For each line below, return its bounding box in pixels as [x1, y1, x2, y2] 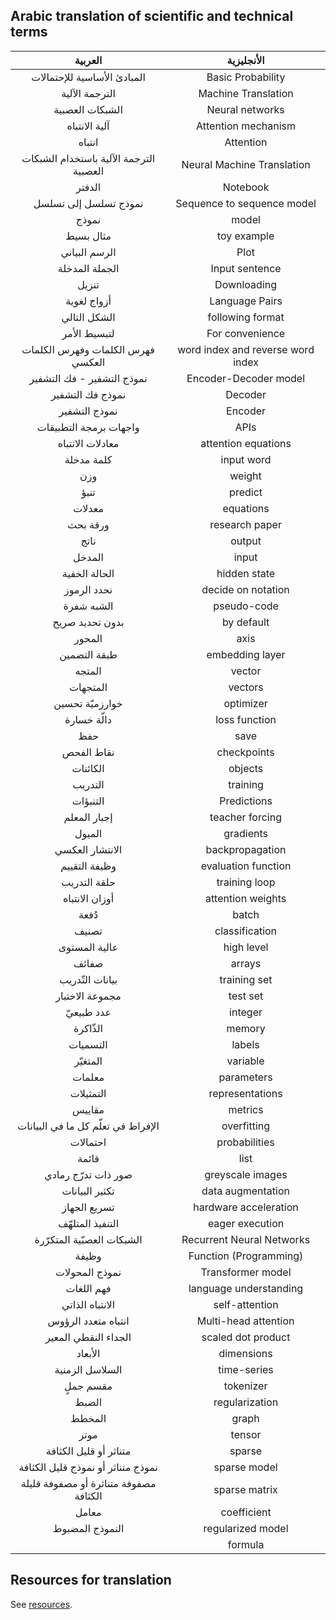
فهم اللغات [65, 1281, 112, 1295]
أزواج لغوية [65, 294, 112, 308]
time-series [218, 1362, 274, 1376]
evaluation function [200, 859, 292, 873]
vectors [228, 680, 264, 694]
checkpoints [216, 745, 275, 759]
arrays [230, 956, 262, 970]
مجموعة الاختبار [55, 989, 122, 1003]
